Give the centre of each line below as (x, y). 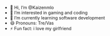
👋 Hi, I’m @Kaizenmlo (32, 8)
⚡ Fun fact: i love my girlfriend (41, 28)
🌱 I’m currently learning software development (57, 18)
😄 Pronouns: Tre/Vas (32, 23)
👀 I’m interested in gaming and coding (49, 13)
